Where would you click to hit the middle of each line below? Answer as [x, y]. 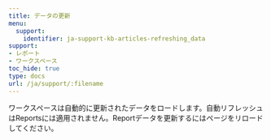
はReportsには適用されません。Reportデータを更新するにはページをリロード [136, 117]
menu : [17, 23]
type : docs [27, 76]
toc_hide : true [34, 69]
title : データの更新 [39, 16]
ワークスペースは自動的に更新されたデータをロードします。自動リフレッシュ [136, 108]
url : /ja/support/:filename [56, 83]
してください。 [33, 128]
